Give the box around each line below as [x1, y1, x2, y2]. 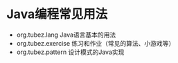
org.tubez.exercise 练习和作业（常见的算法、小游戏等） [16, 39, 175, 47]
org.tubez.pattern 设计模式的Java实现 [16, 48, 125, 56]
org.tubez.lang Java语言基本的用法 [16, 30, 116, 39]
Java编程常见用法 [6, 6, 108, 22]
